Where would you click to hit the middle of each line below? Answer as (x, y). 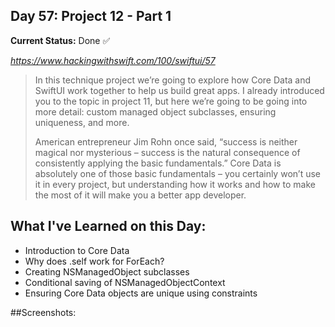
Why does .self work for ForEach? (94, 261)
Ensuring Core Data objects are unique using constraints (141, 293)
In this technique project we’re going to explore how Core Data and (173, 80)
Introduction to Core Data (77, 250)
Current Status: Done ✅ (60, 40)
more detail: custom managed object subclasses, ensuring (155, 111)
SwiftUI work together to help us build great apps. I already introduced (179, 90)
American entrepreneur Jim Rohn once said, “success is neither (166, 141)
